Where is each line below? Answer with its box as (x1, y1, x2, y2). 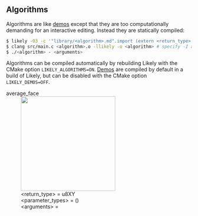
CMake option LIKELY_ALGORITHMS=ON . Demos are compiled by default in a (6, 66, 184, 73)
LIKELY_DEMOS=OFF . (6, 78, 50, 86)
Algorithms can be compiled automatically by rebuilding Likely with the (6, 60, 178, 67)
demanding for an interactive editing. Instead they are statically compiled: (6, 27, 184, 34)
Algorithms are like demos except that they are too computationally (6, 20, 169, 27)
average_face (6, 90, 39, 97)
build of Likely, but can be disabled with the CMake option (6, 72, 147, 79)
